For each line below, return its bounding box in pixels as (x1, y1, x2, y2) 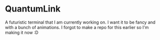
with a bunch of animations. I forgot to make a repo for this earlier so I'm (5, 24, 149, 30)
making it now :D (5, 29, 39, 35)
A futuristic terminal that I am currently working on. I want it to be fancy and (5, 19, 156, 25)
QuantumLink (5, 3, 61, 14)
